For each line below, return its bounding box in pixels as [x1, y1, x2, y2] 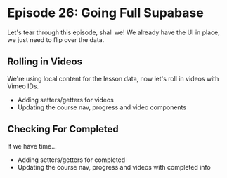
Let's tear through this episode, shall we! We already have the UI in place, [7, 28, 220, 36]
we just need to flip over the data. [7, 35, 105, 43]
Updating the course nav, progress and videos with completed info [17, 163, 211, 171]
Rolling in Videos [7, 56, 83, 68]
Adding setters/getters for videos [17, 95, 114, 104]
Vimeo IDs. [7, 82, 39, 90]
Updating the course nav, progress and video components [17, 103, 187, 111]
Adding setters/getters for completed [17, 156, 126, 164]
